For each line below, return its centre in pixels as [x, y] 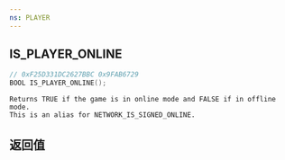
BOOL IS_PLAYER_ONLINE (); [58, 83]
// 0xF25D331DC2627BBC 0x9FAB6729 [74, 75]
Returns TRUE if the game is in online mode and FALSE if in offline [143, 100]
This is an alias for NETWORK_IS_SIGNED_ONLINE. [102, 115]
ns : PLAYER [30, 18]
